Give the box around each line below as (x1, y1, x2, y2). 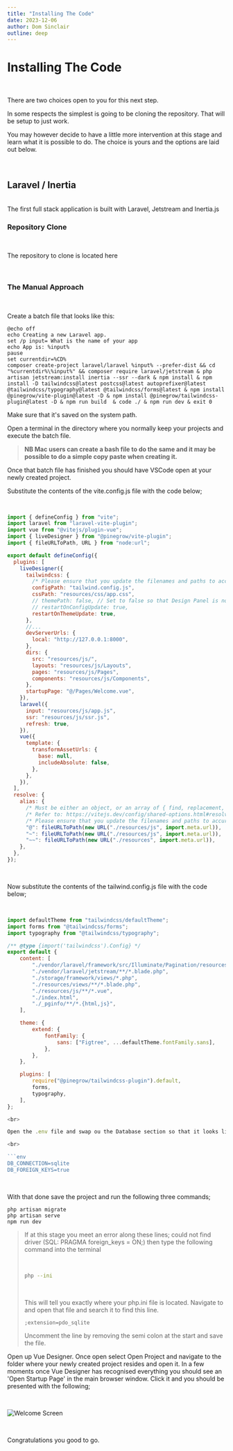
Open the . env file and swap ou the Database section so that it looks (7, 1129, 218, 1136)
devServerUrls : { (25, 629, 76, 637)
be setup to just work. (7, 117, 69, 125)
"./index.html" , (32, 994, 79, 1001)
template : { (25, 739, 60, 747)
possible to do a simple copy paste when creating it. (24, 452, 178, 460)
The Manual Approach (7, 283, 85, 292)
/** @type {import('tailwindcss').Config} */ (7, 942, 141, 949)
